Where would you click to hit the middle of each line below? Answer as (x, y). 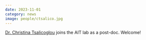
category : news (21, 14)
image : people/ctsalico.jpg (34, 19)
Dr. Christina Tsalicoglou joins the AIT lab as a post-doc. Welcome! (73, 33)
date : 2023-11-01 (23, 10)
